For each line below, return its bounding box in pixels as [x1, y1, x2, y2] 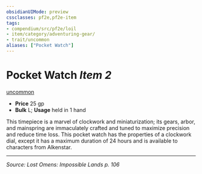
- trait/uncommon [6, 37, 50, 43]
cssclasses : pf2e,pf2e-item [6, 14, 77, 20]
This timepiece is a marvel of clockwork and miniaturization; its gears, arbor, [6, 118, 195, 125]
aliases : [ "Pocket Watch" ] [6, 43, 74, 49]
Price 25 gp [14, 100, 44, 107]
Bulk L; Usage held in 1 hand [14, 106, 86, 113]
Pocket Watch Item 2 [6, 69, 112, 82]
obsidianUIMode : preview [6, 8, 69, 15]
